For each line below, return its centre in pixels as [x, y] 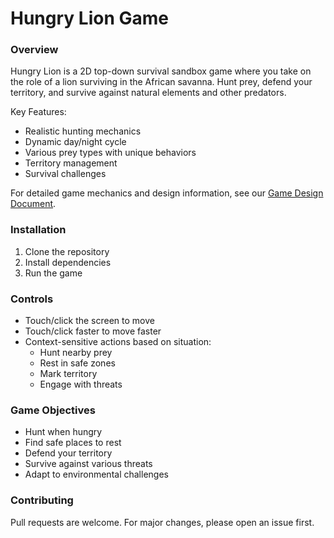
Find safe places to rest [73, 443]
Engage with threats [81, 384]
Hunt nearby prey [76, 353]
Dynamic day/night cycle [75, 142]
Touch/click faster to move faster [93, 331]
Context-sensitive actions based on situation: [118, 342]
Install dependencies [68, 262]
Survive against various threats [88, 464]
